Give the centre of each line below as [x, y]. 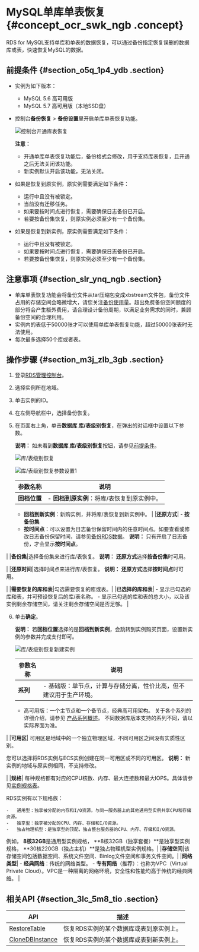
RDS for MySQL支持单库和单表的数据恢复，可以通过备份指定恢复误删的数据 [98, 42]
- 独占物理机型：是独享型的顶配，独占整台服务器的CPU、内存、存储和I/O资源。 [92, 830]
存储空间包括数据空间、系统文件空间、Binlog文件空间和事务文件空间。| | [94, 856]
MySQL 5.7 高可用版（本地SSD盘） [66, 106]
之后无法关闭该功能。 [49, 163]
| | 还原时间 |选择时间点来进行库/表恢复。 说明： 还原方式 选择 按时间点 [90, 569]
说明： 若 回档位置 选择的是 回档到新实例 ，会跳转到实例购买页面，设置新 [101, 630]
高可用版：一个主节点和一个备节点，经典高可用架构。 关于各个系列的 [107, 711]
